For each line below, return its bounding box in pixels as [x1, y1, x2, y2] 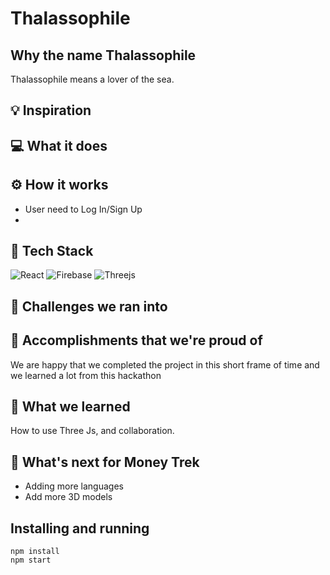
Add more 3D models [24, 491, 113, 503]
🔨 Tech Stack [10, 242, 94, 259]
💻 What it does [10, 137, 108, 154]
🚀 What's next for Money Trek [10, 453, 200, 471]
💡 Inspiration [10, 102, 92, 119]
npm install [10, 547, 60, 557]
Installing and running [10, 520, 150, 537]
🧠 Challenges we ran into [10, 298, 168, 315]
